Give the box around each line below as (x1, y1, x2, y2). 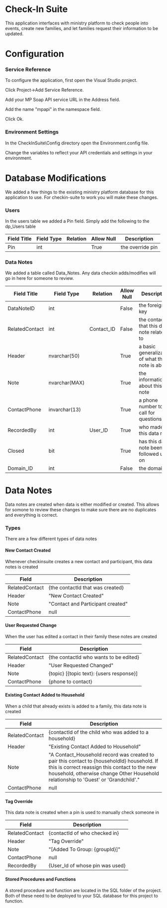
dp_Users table (5, 223, 36, 229)
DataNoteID (7, 305, 35, 312)
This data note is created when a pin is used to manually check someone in (5, 810, 159, 816)
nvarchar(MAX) (48, 379, 85, 386)
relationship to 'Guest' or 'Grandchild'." (48, 776, 140, 783)
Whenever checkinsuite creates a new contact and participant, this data (5, 558, 153, 564)
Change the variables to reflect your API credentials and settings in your (5, 149, 153, 155)
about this (139, 382, 163, 389)
